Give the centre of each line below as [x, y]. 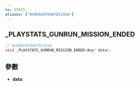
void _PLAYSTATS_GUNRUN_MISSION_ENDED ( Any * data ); [58, 50]
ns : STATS [15, 10]
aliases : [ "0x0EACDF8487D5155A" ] [40, 14]
